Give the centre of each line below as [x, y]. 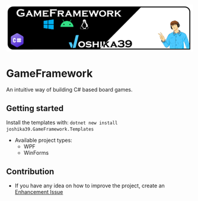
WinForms [36, 153]
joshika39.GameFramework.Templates [50, 129]
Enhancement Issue [39, 192]
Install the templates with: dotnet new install [62, 122]
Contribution [30, 171]
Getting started [35, 108]
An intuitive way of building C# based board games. [69, 90]
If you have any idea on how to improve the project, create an [90, 186]
